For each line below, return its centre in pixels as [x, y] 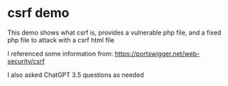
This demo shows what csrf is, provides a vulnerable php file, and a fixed [114, 32]
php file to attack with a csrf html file [61, 39]
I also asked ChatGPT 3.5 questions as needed [76, 75]
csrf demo [38, 13]
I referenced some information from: [60, 54]
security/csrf [26, 61]
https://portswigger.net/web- [157, 54]
